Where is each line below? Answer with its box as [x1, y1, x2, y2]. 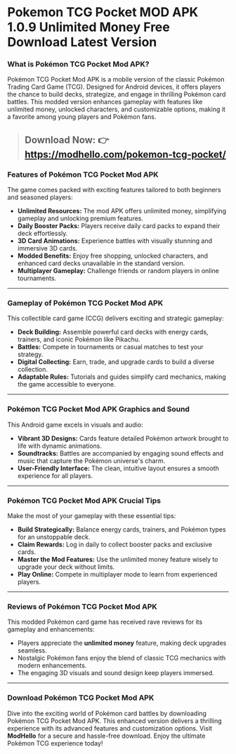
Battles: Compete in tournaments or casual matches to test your [17, 343, 204, 351]
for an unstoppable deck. [17, 533, 91, 541]
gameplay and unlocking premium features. [17, 214, 144, 222]
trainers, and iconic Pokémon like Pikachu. [17, 335, 140, 344]
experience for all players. [17, 471, 93, 479]
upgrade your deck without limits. [17, 563, 115, 571]
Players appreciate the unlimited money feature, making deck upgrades [17, 639, 227, 648]
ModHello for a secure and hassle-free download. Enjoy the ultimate [7, 731, 206, 740]
